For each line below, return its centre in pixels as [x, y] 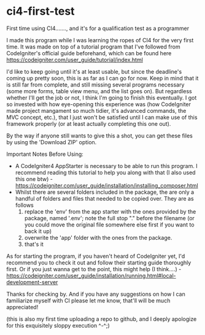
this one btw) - [34, 179]
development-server [32, 282]
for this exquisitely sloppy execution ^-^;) [58, 325]
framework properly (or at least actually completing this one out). [89, 123]
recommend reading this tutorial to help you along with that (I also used [105, 172]
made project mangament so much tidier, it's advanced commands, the [96, 110]
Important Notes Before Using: [45, 154]
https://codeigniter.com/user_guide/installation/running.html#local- [91, 275]
